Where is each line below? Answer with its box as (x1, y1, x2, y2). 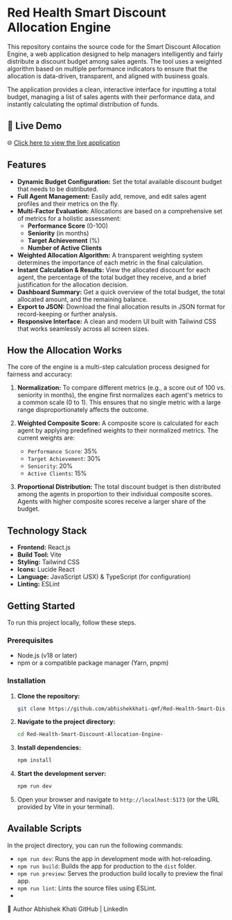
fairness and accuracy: (7, 370, 73, 379)
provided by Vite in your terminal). (17, 803, 115, 811)
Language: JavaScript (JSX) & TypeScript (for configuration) (17, 572, 191, 581)
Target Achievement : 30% (27, 455, 101, 463)
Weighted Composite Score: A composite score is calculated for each (17, 419, 219, 427)
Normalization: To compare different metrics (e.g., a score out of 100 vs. (17, 384, 226, 392)
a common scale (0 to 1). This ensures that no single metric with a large (17, 398, 222, 406)
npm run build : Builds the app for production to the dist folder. (17, 862, 197, 870)
